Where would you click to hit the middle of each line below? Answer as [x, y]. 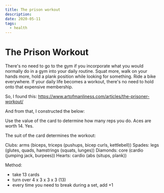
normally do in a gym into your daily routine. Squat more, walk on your [76, 71]
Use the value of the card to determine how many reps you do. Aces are [78, 121]
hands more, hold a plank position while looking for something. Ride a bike [81, 76]
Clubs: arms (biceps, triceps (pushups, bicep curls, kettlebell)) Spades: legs [82, 145]
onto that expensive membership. [39, 87]
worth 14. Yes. [19, 126]
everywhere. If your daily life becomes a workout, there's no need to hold [80, 82]
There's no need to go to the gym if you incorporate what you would [74, 66]
